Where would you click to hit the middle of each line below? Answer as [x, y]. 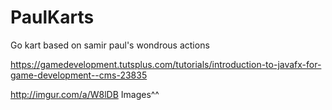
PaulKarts [52, 17]
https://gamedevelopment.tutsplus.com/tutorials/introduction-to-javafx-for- [166, 64]
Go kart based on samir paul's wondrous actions [110, 45]
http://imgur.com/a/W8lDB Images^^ [85, 94]
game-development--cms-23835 [79, 75]
